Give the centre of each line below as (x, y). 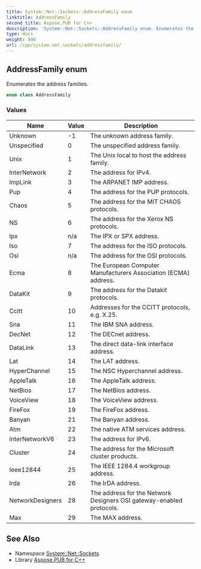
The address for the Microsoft (132, 449)
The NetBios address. (121, 390)
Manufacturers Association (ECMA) (140, 273)
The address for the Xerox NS (132, 219)
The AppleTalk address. (123, 380)
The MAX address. (116, 517)
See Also (23, 539)
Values (16, 110)
